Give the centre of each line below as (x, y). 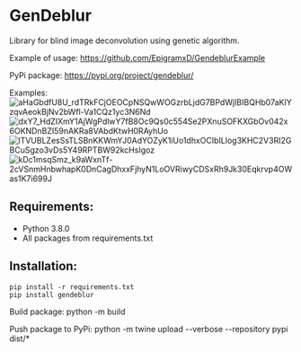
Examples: (28, 92)
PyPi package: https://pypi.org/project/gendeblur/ (102, 75)
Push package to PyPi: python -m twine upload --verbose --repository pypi (149, 329)
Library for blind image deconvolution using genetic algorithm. (124, 40)
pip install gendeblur (52, 295)
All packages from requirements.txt (88, 238)
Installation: (44, 266)
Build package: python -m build (67, 312)
